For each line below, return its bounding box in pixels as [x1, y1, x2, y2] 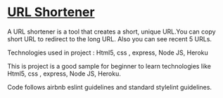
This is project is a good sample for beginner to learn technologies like [7, 62, 211, 70]
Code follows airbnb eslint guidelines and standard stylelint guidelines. [7, 83, 212, 91]
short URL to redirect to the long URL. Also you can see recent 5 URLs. [7, 34, 212, 43]
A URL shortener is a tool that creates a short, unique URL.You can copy [7, 27, 216, 36]
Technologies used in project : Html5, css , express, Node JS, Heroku [7, 48, 209, 57]
